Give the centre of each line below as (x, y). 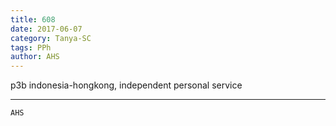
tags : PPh (31, 47)
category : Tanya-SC (51, 38)
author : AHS (35, 57)
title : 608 (33, 19)
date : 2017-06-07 (46, 29)
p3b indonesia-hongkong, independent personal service (126, 85)
